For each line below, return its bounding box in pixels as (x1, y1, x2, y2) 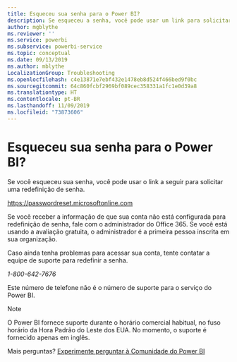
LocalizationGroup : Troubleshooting (7, 69, 115, 76)
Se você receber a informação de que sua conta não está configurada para (7, 212, 226, 221)
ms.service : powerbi (7, 37, 68, 44)
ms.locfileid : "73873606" (7, 109, 83, 116)
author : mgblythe (7, 23, 59, 30)
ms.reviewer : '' (7, 30, 55, 37)
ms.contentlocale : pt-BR (7, 96, 80, 103)
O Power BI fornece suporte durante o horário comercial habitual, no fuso (7, 318, 221, 327)
